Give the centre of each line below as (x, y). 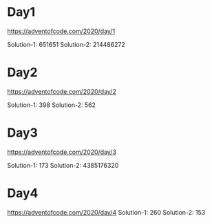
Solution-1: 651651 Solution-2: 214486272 (66, 44)
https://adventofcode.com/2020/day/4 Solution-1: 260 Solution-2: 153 (106, 212)
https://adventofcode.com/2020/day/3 (62, 152)
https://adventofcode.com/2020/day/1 (61, 31)
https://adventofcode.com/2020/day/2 (62, 91)
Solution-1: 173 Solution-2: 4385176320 (63, 165)
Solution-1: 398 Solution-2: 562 (52, 105)
